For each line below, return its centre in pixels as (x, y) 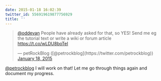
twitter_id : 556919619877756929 (39, 14)
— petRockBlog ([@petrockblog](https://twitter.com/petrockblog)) (85, 53)
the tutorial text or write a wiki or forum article (64, 38)
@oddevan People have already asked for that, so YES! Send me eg (87, 33)
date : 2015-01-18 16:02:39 (33, 10)
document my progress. (30, 74)
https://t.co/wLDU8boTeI (43, 44)
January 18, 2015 (35, 59)
